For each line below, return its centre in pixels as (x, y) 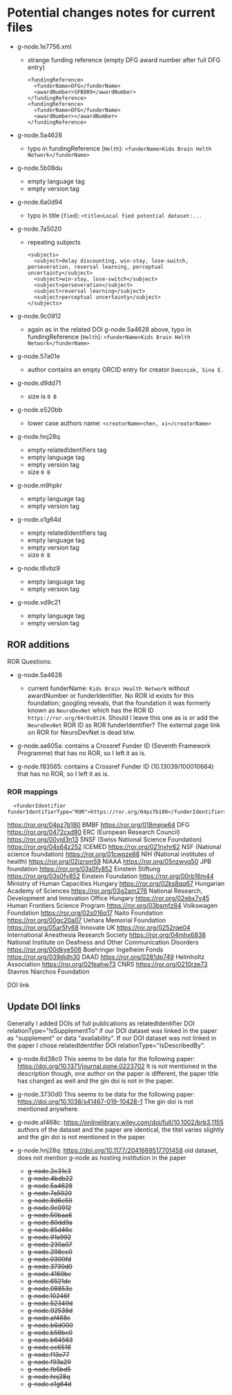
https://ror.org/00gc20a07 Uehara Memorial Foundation (87, 920)
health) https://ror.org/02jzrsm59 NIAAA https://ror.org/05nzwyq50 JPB (109, 862)
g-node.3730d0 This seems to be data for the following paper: (106, 1094)
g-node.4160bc (49, 1273)
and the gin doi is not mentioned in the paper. (82, 1137)
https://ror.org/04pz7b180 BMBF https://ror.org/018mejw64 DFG (98, 825)
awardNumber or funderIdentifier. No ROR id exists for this (111, 695)
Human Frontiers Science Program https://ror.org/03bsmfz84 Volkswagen (113, 906)
